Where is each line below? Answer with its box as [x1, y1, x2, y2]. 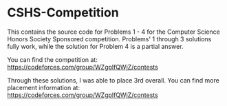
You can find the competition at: [7, 55, 98, 63]
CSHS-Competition [7, 5, 119, 21]
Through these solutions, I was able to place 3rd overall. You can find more [7, 76, 220, 84]
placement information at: [7, 83, 80, 92]
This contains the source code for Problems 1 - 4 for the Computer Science [7, 28, 220, 36]
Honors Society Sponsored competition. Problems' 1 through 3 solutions [7, 34, 212, 43]
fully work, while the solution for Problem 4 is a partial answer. [7, 42, 184, 50]
